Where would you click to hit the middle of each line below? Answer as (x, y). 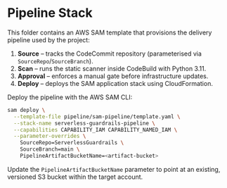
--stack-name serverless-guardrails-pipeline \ (85, 123)
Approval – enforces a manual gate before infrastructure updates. (113, 76)
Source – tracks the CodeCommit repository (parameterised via (110, 54)
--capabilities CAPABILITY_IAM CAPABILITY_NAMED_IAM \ (96, 130)
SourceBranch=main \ (50, 149)
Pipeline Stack (50, 13)
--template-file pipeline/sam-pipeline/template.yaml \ (97, 117)
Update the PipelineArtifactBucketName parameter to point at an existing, (114, 169)
